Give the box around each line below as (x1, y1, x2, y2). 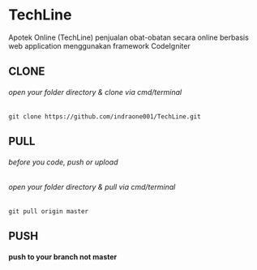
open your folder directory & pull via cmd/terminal (8, 182, 176, 192)
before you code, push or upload (8, 156, 119, 167)
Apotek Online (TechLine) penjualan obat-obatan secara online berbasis (8, 32, 249, 42)
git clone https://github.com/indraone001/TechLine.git (8, 112, 201, 121)
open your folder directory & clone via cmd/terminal (8, 87, 182, 96)
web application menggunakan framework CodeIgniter (8, 41, 191, 50)
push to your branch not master (8, 251, 118, 261)
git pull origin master (8, 207, 89, 216)
